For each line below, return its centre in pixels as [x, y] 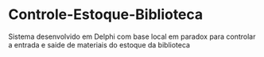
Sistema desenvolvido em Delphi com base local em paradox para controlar [132, 36]
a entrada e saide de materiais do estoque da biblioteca [99, 44]
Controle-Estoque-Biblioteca [106, 15]
